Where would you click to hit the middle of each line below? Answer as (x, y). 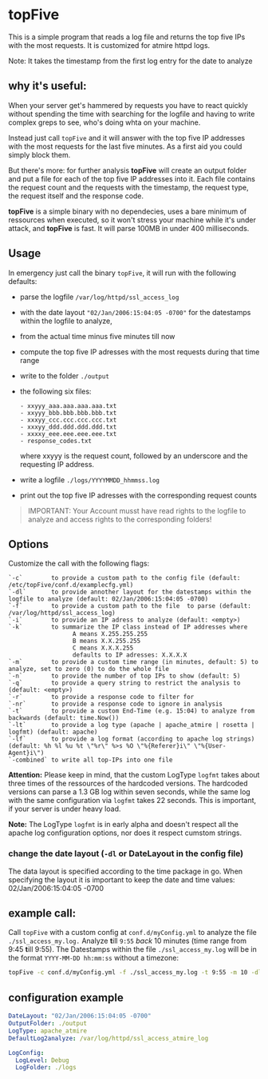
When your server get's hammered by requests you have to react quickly (128, 105)
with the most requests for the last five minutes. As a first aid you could (125, 146)
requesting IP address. (57, 464)
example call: (42, 913)
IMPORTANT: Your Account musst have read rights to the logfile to (137, 510)
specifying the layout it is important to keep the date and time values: (122, 879)
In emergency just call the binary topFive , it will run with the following (122, 273)
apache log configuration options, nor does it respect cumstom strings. (125, 833)
